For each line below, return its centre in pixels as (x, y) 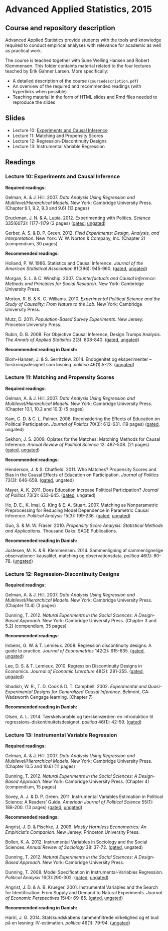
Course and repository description (60, 28)
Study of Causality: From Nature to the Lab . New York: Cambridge (74, 304)
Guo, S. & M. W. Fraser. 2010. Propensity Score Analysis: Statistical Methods (84, 525)
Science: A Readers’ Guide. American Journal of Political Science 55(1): (79, 802)
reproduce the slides (34, 102)
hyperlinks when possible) (40, 91)
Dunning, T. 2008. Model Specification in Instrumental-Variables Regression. (84, 872)
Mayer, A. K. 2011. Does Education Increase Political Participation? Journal (82, 490)
